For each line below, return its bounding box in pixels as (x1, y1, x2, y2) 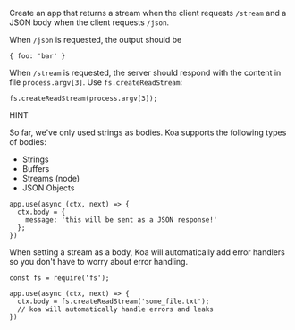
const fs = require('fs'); (9, 274, 110, 283)
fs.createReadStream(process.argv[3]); (9, 94, 158, 103)
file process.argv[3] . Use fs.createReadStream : (9, 77, 183, 88)
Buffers (21, 164, 50, 173)
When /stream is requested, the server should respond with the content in (9, 67, 282, 78)
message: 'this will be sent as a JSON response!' (25, 216, 218, 224)
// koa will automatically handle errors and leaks (17, 305, 215, 314)
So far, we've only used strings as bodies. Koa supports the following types (9, 127, 287, 138)
